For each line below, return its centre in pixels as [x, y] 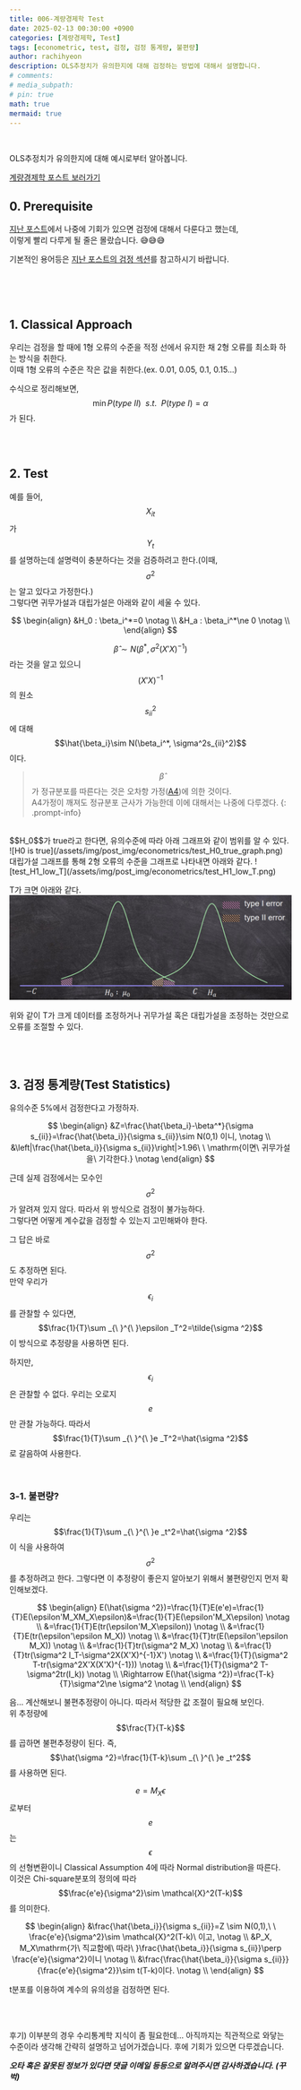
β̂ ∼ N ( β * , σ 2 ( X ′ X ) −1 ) [150, 648]
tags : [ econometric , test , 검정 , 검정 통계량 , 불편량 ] [104, 47]
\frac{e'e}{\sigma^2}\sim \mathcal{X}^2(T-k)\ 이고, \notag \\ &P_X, [150, 1937]
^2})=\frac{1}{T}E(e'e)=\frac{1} [208, 1608]
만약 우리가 [29, 1282]
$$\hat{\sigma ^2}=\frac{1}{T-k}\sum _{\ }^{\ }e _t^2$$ [150, 1757]
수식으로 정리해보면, [44, 389]
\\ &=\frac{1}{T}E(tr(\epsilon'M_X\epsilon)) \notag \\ [131, 1627]
